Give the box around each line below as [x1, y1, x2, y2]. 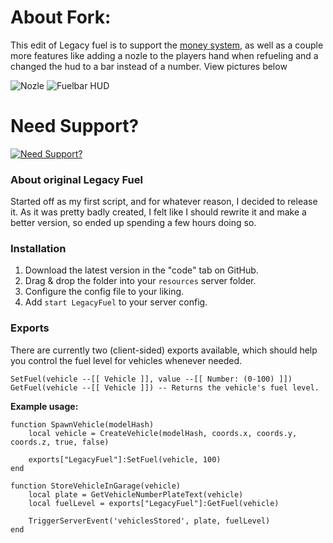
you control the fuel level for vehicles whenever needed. [10, 354, 243, 366]
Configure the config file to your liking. [24, 286, 185, 298]
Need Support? [10, 115, 140, 138]
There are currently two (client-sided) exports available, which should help [10, 344, 318, 356]
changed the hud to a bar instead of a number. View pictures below [10, 60, 288, 72]
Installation [10, 242, 67, 256]
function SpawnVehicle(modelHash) [10, 419, 155, 430]
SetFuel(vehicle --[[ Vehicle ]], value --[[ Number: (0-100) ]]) [10, 374, 293, 384]
